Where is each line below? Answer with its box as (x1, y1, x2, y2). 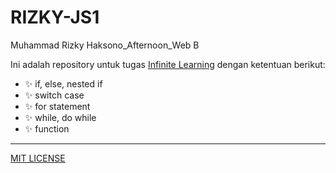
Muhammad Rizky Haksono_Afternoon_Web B (10, 39, 200, 51)
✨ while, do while (24, 111, 97, 123)
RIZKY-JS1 (10, 6, 100, 29)
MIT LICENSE (10, 152, 66, 164)
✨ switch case (24, 89, 85, 101)
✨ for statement (24, 100, 91, 112)
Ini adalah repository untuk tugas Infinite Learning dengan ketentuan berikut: (10, 58, 326, 70)
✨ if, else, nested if (24, 77, 103, 90)
